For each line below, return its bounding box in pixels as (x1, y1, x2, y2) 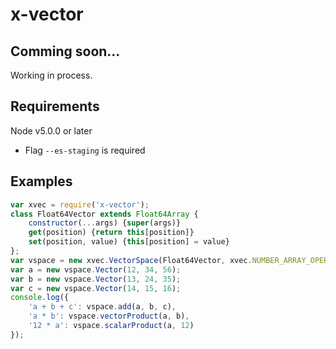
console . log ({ (10, 293, 70, 303)
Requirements (10, 98, 100, 115)
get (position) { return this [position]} (28, 228, 195, 238)
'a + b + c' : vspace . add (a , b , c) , (28, 302, 177, 312)
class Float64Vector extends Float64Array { (10, 209, 199, 219)
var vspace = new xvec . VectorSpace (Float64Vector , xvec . (10, 255, 253, 265)
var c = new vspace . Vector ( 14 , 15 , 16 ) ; (10, 283, 182, 293)
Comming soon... (10, 43, 121, 60)
